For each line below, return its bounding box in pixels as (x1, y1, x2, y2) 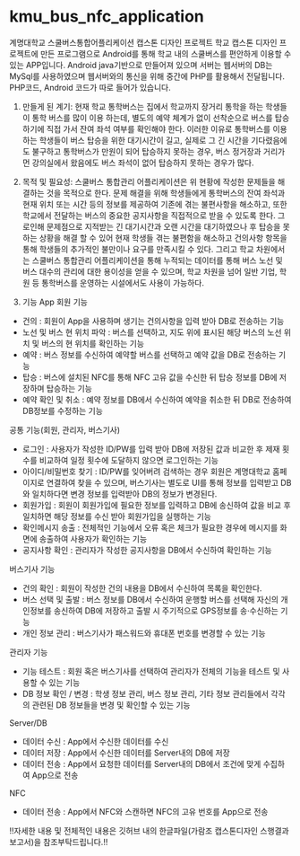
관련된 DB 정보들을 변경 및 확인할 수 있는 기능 (31, 699, 191, 710)
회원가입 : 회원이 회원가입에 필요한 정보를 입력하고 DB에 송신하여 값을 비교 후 (21, 499, 291, 510)
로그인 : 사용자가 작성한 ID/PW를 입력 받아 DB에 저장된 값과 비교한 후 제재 (21, 443, 280, 454)
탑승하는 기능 (46, 383, 92, 393)
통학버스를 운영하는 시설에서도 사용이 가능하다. (41, 277, 204, 288)
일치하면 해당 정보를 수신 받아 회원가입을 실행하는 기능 (21, 510, 212, 522)
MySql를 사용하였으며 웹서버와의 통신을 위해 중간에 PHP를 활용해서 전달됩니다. (9, 70, 285, 82)
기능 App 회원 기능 (21, 296, 88, 307)
